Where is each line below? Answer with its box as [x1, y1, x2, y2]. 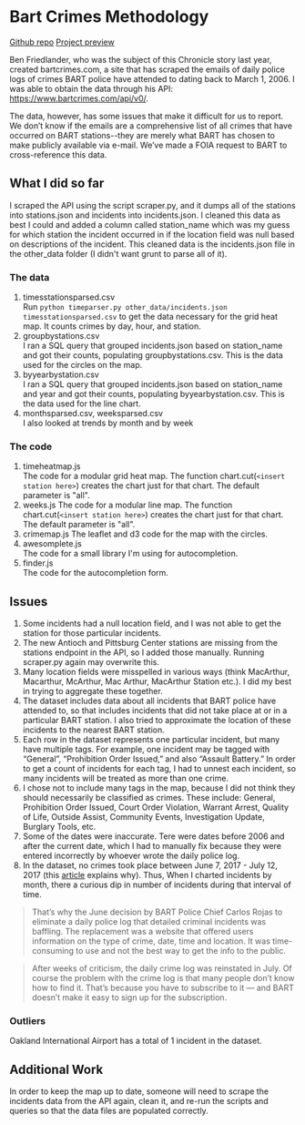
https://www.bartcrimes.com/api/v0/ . [9, 93, 148, 104]
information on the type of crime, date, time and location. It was [31, 936, 271, 946]
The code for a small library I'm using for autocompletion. [22, 548, 239, 559]
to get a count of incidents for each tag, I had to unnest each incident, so [22, 763, 297, 774]
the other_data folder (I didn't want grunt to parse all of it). [9, 248, 228, 259]
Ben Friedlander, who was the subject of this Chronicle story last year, [9, 54, 272, 65]
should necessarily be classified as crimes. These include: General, [22, 793, 276, 803]
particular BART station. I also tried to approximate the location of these [22, 715, 291, 726]
